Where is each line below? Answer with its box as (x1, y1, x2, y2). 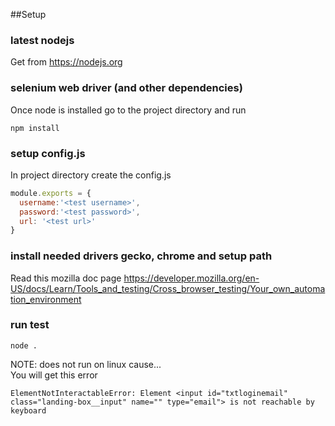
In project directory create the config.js (10, 169, 172, 181)
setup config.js (10, 146, 86, 160)
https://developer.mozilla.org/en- (123, 272, 260, 284)
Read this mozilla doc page (10, 272, 122, 284)
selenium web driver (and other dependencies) (10, 81, 243, 95)
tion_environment (10, 293, 82, 305)
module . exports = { (10, 188, 92, 198)
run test (10, 318, 50, 332)
